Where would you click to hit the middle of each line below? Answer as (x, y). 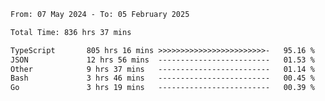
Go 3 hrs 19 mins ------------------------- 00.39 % (162, 88)
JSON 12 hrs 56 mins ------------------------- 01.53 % (162, 60)
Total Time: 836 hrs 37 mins (71, 32)
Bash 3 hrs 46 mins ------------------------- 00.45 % (162, 78)
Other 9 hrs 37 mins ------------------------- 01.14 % (162, 69)
